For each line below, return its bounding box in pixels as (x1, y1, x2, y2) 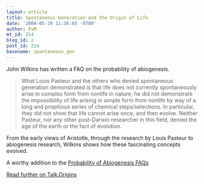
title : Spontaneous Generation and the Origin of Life (6, 15, 149, 21)
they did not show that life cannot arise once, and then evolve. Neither (21, 109, 198, 116)
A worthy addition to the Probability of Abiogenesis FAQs (6, 159, 149, 166)
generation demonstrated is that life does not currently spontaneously (21, 83, 197, 91)
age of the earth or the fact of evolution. (21, 122, 122, 130)
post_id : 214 (6, 43, 40, 49)
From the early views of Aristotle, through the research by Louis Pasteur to (6, 134, 194, 141)
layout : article (6, 9, 47, 15)
